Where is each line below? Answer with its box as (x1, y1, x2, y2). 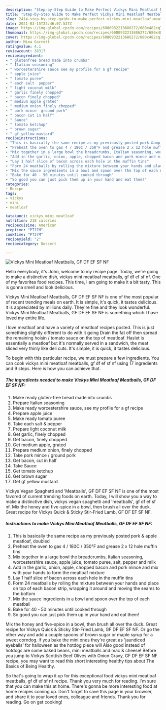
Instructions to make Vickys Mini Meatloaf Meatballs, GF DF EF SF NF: (5, 520, 153, 526)
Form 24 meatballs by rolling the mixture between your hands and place (12, 580, 159, 586)
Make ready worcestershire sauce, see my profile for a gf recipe (12, 405, 143, 411)
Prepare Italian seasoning (12, 400, 65, 406)
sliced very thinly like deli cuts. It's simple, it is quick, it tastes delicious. (5, 345, 151, 351)
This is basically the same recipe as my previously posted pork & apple (12, 533, 157, 539)
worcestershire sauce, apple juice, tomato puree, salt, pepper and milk (12, 559, 156, 565)
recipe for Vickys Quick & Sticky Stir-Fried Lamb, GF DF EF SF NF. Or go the (5, 626, 160, 632)
